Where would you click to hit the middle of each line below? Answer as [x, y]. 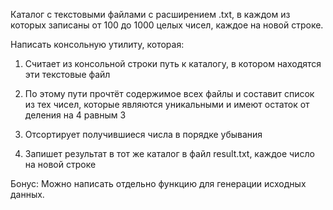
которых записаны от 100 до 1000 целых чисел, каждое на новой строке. [167, 25]
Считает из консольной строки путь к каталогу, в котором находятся [173, 63]
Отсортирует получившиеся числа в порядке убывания [143, 134]
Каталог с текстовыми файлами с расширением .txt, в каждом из [150, 14]
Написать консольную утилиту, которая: [97, 44]
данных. [27, 194]
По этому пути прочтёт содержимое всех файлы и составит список [169, 93]
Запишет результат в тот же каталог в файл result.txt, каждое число [169, 153]
